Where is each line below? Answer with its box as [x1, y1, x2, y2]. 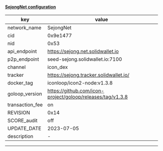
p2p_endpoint [7, 56, 39, 63]
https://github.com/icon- [47, 87, 104, 94]
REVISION [7, 109, 31, 116]
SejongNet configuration [5, 4, 56, 10]
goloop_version [7, 90, 42, 97]
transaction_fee [7, 101, 43, 108]
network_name [7, 24, 42, 31]
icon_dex [47, 64, 68, 70]
